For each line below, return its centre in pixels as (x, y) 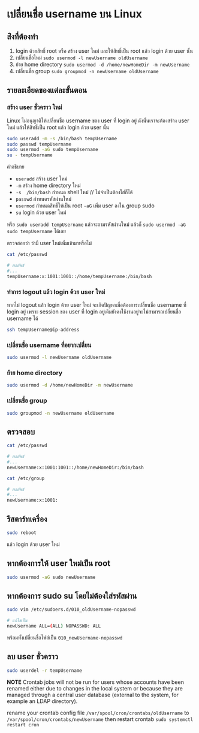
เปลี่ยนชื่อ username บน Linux (75, 14)
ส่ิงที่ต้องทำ (22, 36)
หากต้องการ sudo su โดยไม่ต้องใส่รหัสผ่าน (72, 595)
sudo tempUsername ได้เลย (37, 231)
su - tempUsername (30, 155)
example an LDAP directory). (42, 701)
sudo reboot (22, 533)
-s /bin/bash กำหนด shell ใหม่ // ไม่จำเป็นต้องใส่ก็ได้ (74, 192)
